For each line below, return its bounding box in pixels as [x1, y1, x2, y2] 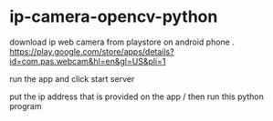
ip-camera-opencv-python [9, 6, 218, 27]
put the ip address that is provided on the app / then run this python [9, 91, 265, 102]
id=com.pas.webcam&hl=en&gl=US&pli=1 [9, 55, 166, 66]
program [9, 100, 42, 111]
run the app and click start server [9, 73, 135, 84]
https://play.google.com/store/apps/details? [9, 45, 175, 56]
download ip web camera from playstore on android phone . [9, 36, 235, 47]
